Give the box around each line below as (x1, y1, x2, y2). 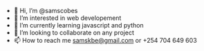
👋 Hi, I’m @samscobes (13, 7, 78, 14)
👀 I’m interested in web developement (13, 14, 122, 22)
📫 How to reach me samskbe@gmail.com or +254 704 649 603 (13, 37, 197, 44)
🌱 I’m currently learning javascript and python (13, 21, 144, 29)
